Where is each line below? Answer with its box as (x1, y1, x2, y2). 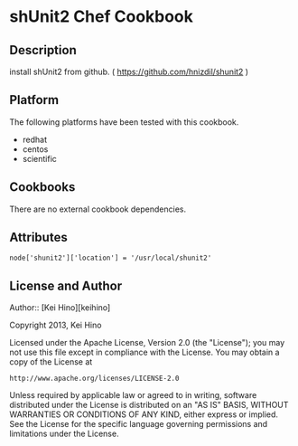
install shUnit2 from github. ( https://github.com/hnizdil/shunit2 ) (9, 66, 249, 77)
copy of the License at (9, 356, 93, 367)
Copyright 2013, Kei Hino (9, 319, 102, 331)
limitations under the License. (9, 428, 119, 440)
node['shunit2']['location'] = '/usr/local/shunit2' (9, 253, 212, 263)
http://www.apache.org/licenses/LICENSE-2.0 (9, 374, 180, 384)
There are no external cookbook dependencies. (9, 204, 187, 214)
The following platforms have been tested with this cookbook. (9, 116, 239, 128)
